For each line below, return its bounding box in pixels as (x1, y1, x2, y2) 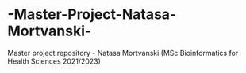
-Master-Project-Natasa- (7, 5, 177, 24)
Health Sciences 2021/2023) (7, 57, 101, 66)
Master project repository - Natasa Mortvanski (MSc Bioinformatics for (7, 48, 239, 57)
